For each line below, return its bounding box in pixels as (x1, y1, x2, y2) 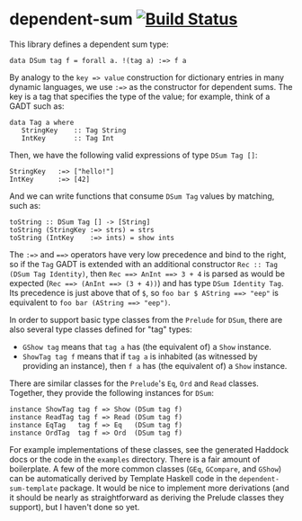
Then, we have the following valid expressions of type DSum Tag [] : (9, 149, 258, 160)
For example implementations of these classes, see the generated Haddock (9, 444, 289, 454)
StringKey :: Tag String (21, 126, 127, 135)
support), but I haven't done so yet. (9, 501, 140, 512)
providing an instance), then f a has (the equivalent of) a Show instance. (22, 360, 288, 371)
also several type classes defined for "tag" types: (9, 324, 192, 335)
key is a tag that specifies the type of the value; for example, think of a (9, 91, 271, 102)
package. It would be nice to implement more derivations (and (59, 482, 289, 493)
